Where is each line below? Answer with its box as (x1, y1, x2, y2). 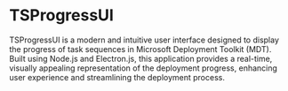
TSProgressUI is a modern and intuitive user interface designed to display (9, 34, 280, 45)
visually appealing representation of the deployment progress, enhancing (9, 63, 278, 73)
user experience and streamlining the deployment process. (9, 72, 225, 82)
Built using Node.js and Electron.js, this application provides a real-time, (9, 53, 273, 64)
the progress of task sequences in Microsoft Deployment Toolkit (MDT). (9, 43, 272, 54)
